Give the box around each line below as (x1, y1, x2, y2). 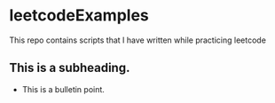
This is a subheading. (9, 60, 130, 75)
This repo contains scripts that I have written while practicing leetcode (9, 35, 266, 45)
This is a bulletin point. (21, 83, 105, 94)
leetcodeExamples (9, 5, 149, 26)
